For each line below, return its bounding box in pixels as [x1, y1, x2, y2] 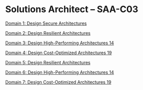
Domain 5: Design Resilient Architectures [5, 59, 91, 65]
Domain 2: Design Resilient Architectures [5, 30, 91, 36]
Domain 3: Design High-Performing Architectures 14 [5, 39, 114, 46]
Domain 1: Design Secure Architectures [5, 20, 87, 26]
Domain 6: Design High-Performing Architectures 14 [5, 69, 114, 75]
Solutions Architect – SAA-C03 [5, 4, 138, 15]
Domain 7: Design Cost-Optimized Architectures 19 [5, 79, 112, 85]
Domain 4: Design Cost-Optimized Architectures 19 [5, 50, 112, 56]
